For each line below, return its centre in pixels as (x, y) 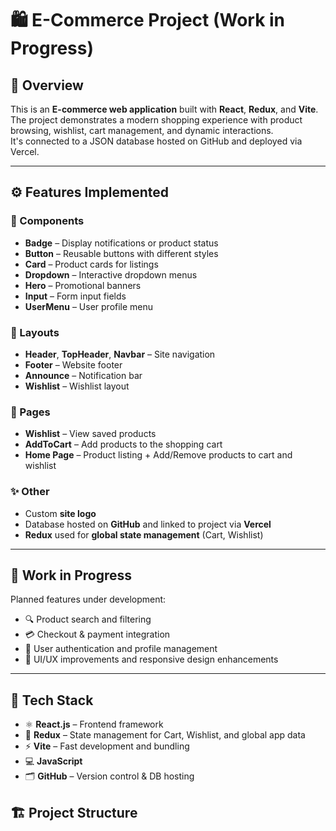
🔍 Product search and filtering (88, 619)
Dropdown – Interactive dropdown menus (111, 274)
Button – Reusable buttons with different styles (121, 253)
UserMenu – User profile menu (89, 306)
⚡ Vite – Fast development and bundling (107, 746)
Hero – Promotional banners (83, 285)
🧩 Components (47, 221)
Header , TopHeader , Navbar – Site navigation (120, 354)
